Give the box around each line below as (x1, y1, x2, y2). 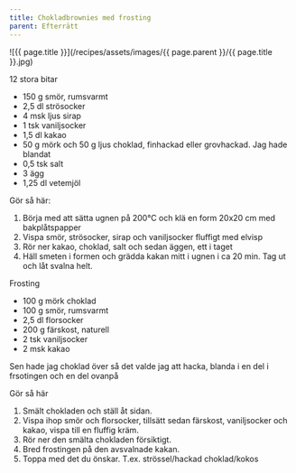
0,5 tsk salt (22, 158, 64, 169)
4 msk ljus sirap (22, 110, 81, 121)
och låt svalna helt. (22, 260, 93, 271)
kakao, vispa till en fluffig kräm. (22, 424, 140, 435)
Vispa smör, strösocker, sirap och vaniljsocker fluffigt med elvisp (22, 231, 264, 242)
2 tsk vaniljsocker (22, 333, 88, 344)
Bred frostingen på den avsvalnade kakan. (22, 443, 180, 454)
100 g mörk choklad (22, 295, 97, 306)
